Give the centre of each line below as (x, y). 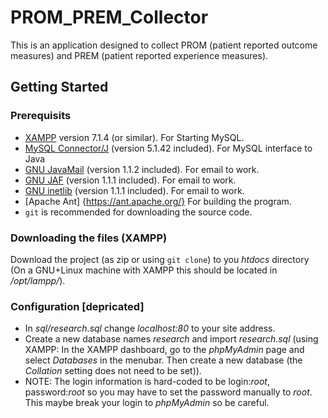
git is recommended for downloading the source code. (138, 212)
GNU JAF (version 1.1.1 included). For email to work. (130, 180)
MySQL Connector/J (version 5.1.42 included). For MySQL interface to (168, 148)
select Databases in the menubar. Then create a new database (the (163, 360)
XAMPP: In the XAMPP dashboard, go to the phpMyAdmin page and (164, 350)
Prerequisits (41, 116)
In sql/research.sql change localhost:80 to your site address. (150, 328)
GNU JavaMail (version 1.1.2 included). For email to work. (142, 169)
